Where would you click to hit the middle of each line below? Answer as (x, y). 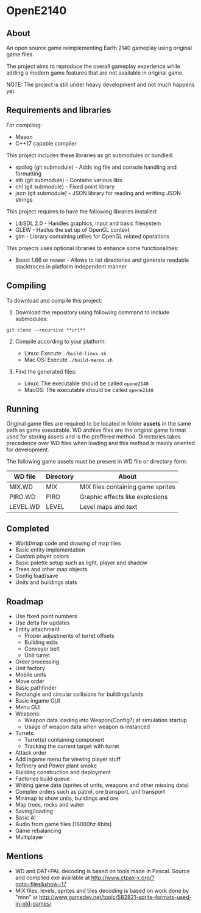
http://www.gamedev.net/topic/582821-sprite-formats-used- (115, 897)
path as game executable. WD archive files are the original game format (96, 430)
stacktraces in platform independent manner (71, 266)
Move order (30, 681)
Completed (28, 529)
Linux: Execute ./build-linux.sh (65, 353)
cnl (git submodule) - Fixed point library (65, 187)
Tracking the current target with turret (72, 746)
